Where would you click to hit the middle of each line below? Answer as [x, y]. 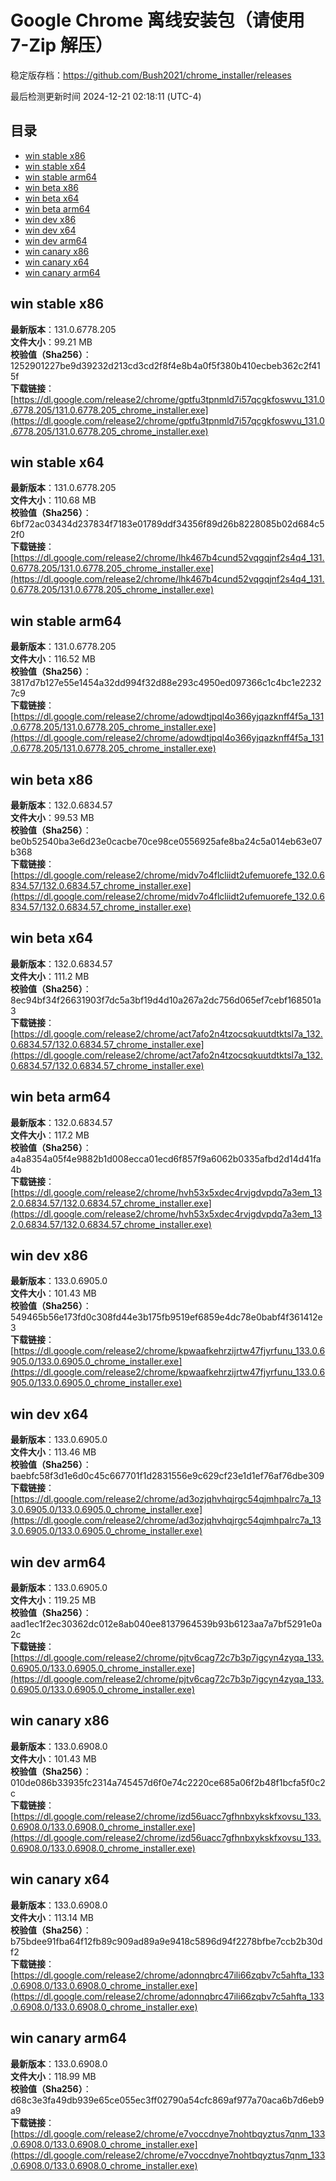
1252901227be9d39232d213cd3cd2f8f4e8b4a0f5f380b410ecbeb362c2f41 [165, 365]
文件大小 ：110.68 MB [53, 500]
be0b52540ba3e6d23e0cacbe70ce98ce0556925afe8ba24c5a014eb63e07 [166, 841]
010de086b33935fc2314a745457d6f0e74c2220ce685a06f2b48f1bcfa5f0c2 [168, 1782]
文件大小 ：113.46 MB [53, 1452]
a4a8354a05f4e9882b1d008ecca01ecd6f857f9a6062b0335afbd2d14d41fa [166, 1158]
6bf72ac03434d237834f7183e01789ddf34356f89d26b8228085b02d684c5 [167, 524]
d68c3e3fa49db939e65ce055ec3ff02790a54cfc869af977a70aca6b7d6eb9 [167, 2100]
